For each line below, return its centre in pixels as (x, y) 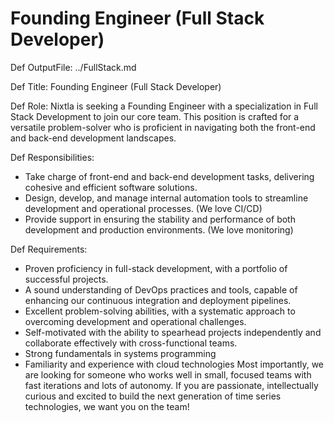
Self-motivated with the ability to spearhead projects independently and (173, 332)
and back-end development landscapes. (93, 138)
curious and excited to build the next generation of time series (153, 396)
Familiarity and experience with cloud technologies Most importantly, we (174, 364)
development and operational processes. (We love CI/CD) (143, 208)
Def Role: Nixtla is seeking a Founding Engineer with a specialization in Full (164, 106)
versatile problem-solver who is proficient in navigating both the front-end (163, 127)
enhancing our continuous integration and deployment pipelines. (158, 300)
